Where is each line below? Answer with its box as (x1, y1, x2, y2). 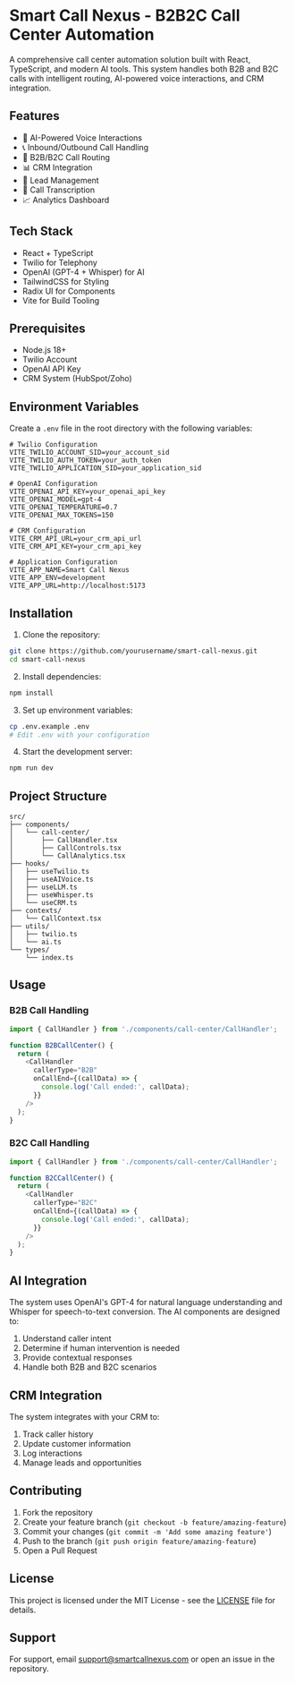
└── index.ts (25, 953, 74, 962)
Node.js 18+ (21, 345, 67, 355)
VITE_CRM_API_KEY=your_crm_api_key (9, 542, 142, 551)
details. (9, 1604, 37, 1615)
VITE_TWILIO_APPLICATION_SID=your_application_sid (9, 464, 202, 473)
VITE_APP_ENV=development (9, 574, 105, 583)
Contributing (9, 1483, 82, 1499)
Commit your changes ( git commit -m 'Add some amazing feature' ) (21, 1525, 273, 1536)
